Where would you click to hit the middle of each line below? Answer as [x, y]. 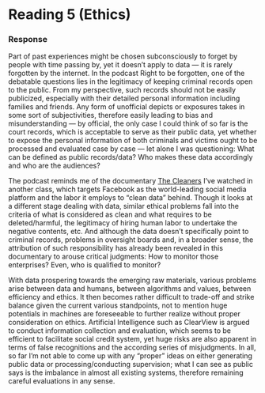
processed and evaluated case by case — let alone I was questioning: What [131, 149]
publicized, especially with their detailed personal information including [124, 98]
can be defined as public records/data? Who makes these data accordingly [131, 157]
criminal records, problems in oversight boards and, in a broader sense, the [131, 240]
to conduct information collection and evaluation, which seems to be [120, 331]
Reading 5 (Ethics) [70, 15]
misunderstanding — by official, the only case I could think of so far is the [128, 123]
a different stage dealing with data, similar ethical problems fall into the [124, 206]
